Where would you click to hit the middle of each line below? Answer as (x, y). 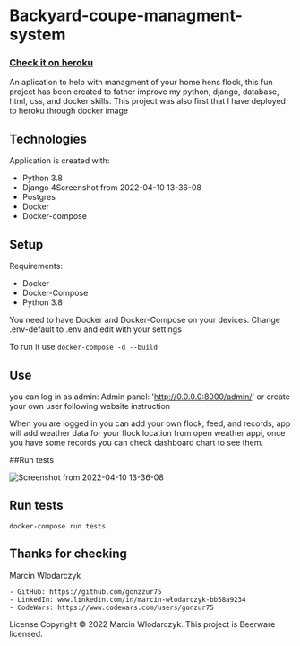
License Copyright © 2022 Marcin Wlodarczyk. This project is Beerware (142, 624)
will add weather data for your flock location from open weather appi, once (147, 432)
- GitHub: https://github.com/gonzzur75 (86, 592)
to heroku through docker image (69, 111)
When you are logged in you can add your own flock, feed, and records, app (150, 423)
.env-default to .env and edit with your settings (95, 329)
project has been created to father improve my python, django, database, (144, 92)
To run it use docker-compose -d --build (84, 347)
